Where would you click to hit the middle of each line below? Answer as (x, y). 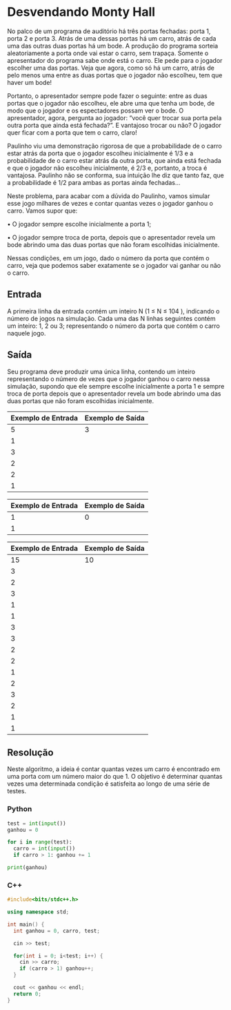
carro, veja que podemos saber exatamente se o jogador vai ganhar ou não (114, 265)
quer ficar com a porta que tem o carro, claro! (72, 133)
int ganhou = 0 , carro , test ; (57, 931)
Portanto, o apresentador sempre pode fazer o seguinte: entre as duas (108, 96)
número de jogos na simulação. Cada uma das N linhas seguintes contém (111, 318)
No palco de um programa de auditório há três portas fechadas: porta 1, (109, 31)
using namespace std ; (38, 912)
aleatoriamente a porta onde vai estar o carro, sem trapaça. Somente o (108, 53)
